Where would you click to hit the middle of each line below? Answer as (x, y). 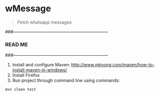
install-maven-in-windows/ (40, 70)
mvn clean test (21, 90)
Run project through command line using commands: (66, 80)
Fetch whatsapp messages (44, 22)
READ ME (16, 44)
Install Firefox (26, 75)
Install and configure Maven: (41, 65)
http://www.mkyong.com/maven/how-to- (113, 65)
